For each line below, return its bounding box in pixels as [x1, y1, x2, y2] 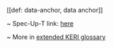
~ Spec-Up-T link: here [6, 19, 74, 27]
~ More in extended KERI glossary [6, 33, 106, 41]
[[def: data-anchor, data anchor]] [6, 6, 103, 14]
